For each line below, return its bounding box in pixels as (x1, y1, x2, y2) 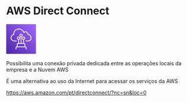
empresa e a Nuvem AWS (6, 66, 69, 73)
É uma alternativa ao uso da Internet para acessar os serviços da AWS (6, 77, 178, 84)
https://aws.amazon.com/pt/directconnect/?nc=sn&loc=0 (6, 89, 147, 96)
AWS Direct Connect (6, 4, 110, 18)
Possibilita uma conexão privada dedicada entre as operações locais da (6, 59, 182, 66)
